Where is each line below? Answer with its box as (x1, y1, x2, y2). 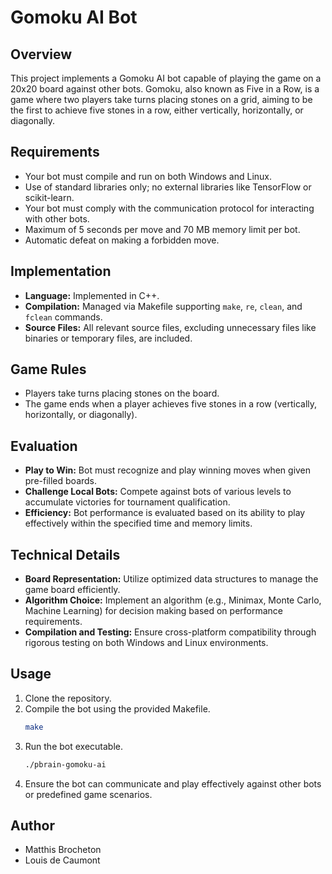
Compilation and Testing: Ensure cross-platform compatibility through (24, 626, 317, 638)
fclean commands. (24, 311, 103, 323)
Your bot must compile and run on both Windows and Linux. (24, 170, 273, 182)
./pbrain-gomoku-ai (24, 759, 107, 770)
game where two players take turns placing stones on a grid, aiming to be (10, 94, 313, 105)
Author (10, 817, 55, 835)
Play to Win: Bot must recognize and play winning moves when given (24, 464, 312, 476)
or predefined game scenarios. (24, 788, 153, 800)
